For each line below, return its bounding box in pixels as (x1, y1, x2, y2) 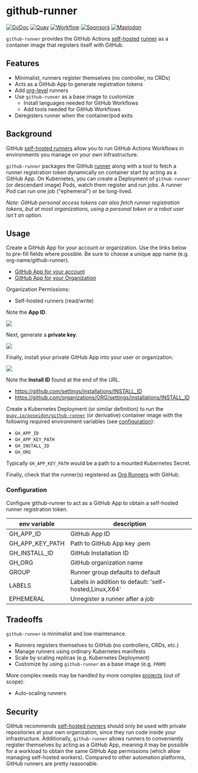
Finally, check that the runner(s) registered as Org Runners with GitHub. (6, 471, 180, 478)
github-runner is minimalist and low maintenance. (6, 630, 127, 637)
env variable (19, 520, 55, 528)
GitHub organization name (70, 558, 143, 566)
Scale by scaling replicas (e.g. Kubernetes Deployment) (14, 654, 150, 661)
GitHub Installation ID (70, 549, 129, 557)
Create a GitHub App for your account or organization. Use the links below (6, 244, 187, 252)
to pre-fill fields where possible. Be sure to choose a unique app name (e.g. (6, 250, 189, 257)
